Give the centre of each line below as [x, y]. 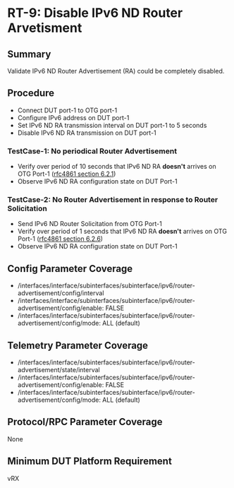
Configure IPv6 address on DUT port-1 [73, 117]
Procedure [31, 93]
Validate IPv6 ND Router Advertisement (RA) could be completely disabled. [116, 71]
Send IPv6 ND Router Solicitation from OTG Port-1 [90, 224]
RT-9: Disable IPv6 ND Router [95, 13]
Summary [29, 54]
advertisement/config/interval [61, 293]
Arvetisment [45, 28]
